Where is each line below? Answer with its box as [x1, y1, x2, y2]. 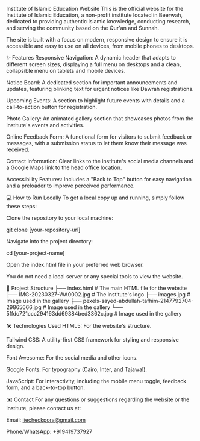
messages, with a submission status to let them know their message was [6, 140, 187, 146]
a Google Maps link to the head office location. [6, 164, 122, 171]
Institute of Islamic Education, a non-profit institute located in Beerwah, [6, 11, 183, 19]
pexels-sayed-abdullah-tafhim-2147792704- [83, 298, 194, 304]
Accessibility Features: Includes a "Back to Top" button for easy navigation [6, 176, 192, 183]
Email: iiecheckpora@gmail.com [6, 416, 86, 424]
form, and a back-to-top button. [6, 384, 86, 391]
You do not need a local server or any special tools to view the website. [6, 273, 183, 280]
